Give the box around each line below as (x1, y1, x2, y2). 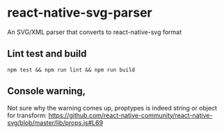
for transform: (7, 111, 47, 119)
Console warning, (7, 85, 86, 97)
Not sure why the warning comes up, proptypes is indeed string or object (7, 103, 218, 112)
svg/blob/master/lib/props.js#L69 (7, 118, 103, 126)
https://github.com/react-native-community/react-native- (48, 111, 213, 119)
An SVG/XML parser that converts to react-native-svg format (7, 28, 182, 36)
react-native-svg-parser (7, 5, 152, 21)
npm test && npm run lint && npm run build (7, 66, 136, 74)
